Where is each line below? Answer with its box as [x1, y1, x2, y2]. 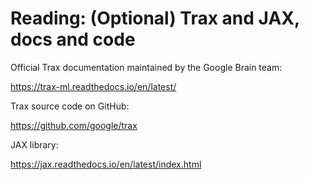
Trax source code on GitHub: [10, 100, 130, 112]
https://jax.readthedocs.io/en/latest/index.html [10, 158, 202, 170]
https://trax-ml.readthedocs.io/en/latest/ [10, 80, 177, 92]
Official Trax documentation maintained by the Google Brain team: [10, 61, 283, 73]
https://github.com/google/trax [10, 119, 138, 131]
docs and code [10, 28, 136, 51]
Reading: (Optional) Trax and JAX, [10, 7, 300, 30]
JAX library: [10, 138, 59, 151]
